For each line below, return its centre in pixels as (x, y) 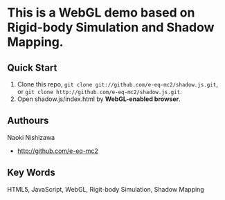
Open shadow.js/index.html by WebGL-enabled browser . (99, 99)
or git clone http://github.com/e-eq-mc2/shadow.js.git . (99, 92)
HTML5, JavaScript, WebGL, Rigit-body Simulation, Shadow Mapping (106, 189)
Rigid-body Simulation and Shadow (111, 27)
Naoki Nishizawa (31, 137)
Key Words (31, 173)
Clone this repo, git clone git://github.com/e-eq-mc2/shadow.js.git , (117, 84)
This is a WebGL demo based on (101, 13)
